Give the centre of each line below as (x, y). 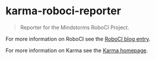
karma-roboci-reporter (63, 11)
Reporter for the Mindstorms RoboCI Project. (75, 27)
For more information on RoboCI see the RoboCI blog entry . (78, 39)
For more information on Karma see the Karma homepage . (77, 50)
